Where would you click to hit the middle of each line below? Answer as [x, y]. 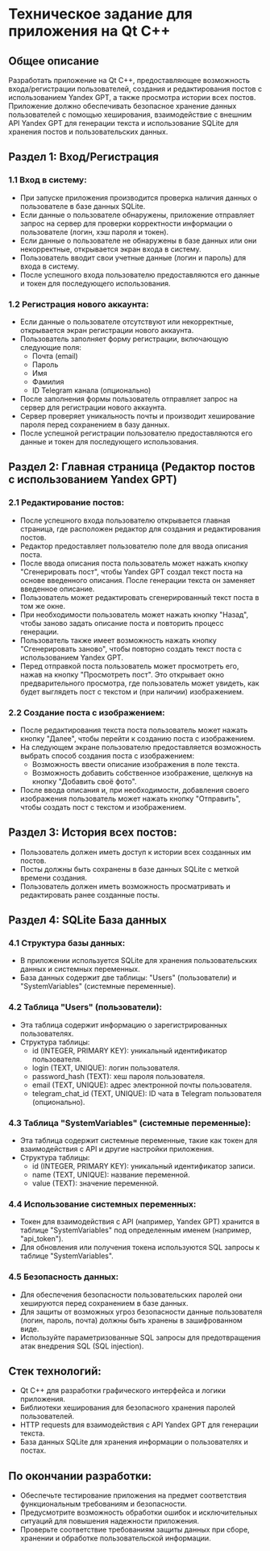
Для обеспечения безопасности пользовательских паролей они [131, 1295]
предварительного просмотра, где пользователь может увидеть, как [139, 683]
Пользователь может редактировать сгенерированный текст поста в [139, 597]
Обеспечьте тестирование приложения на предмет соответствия [133, 1495]
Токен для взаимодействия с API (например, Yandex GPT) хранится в [140, 1222]
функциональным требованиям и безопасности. [103, 1504]
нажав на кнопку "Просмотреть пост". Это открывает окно [122, 674]
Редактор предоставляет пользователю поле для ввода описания [134, 546]
